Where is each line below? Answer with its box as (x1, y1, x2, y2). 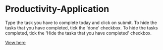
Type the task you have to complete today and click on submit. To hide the (5, 20, 157, 25)
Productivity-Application (5, 3, 109, 15)
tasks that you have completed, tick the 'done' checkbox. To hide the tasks (5, 25, 158, 30)
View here (5, 39, 26, 45)
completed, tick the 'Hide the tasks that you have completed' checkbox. (5, 30, 152, 36)
